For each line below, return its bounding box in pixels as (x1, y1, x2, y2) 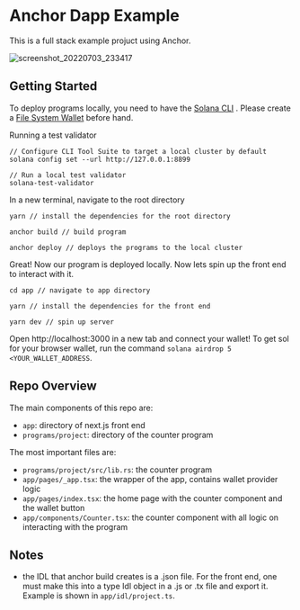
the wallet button (22, 502, 85, 513)
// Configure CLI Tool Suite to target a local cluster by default (9, 147, 268, 156)
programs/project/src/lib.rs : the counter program (22, 464, 213, 475)
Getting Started (9, 78, 98, 94)
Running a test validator (9, 130, 97, 140)
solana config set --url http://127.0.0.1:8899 (9, 155, 191, 164)
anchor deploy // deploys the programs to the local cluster (9, 243, 243, 252)
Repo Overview (9, 379, 97, 394)
